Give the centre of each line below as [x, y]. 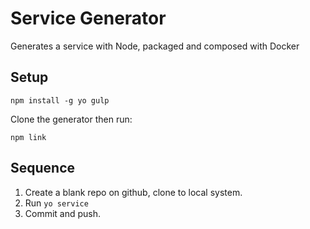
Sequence [43, 168]
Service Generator [88, 18]
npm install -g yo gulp [60, 100]
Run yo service [56, 203]
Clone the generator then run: [71, 119]
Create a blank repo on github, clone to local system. [133, 192]
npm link [28, 137]
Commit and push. [63, 213]
